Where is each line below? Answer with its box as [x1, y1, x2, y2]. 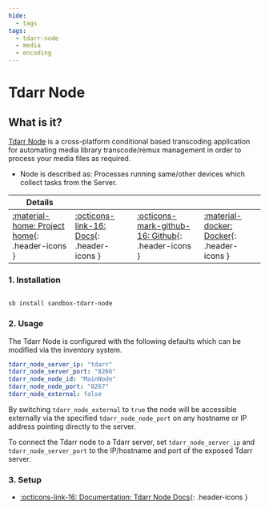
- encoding [15, 49, 52, 57]
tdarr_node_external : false [8, 390, 102, 398]
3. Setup [8, 474, 42, 485]
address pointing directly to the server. [8, 422, 136, 431]
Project [37, 220, 66, 231]
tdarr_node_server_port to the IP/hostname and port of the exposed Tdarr [8, 446, 253, 455]
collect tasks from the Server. [19, 178, 118, 187]
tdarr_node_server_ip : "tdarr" [8, 360, 113, 369]
